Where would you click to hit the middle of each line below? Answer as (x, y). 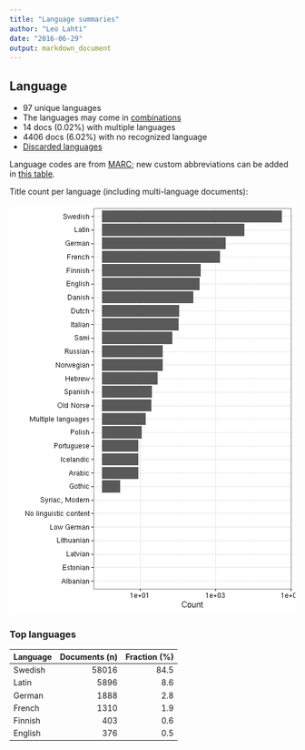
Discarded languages (62, 147)
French (26, 708)
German (28, 695)
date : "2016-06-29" (46, 38)
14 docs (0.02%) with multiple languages (99, 127)
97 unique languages (62, 108)
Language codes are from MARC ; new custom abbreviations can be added (149, 165)
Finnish (27, 721)
